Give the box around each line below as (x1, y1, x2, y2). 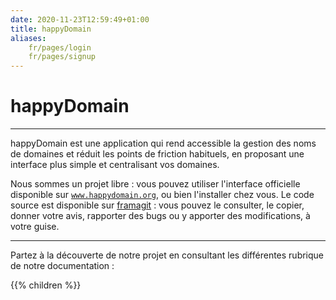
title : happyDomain (10, 24, 92, 34)
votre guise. (10, 221, 60, 233)
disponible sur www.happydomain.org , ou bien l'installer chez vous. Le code (10, 189, 315, 201)
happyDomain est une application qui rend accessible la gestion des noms (10, 137, 317, 150)
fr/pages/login (28, 42, 92, 53)
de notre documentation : (10, 260, 115, 272)
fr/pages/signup (28, 52, 97, 62)
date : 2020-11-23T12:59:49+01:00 (10, 14, 150, 25)
